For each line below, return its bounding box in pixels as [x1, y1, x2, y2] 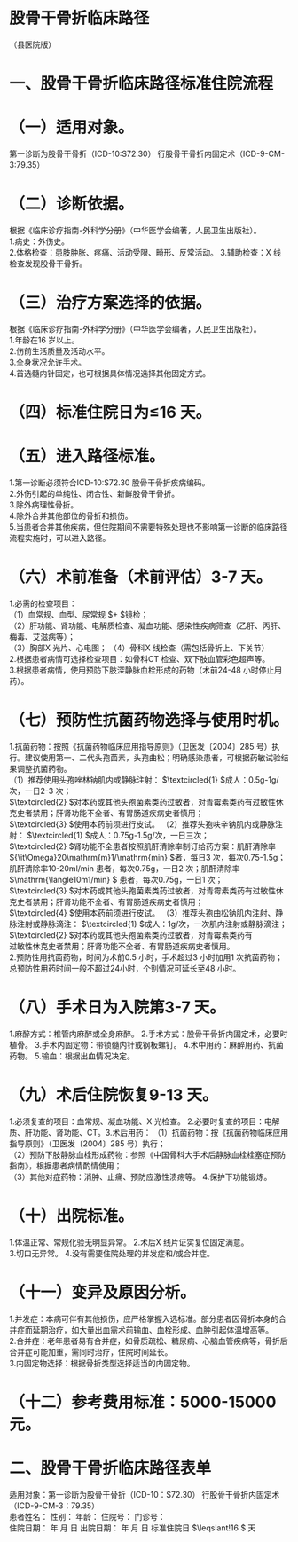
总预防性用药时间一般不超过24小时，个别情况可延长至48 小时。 [9, 963, 241, 973]
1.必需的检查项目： [9, 598, 77, 609]
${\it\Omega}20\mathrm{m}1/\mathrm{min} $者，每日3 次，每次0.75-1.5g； [9, 852, 286, 862]
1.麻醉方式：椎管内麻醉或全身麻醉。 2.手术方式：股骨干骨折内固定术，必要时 [9, 1028, 288, 1039]
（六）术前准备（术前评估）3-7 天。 [9, 567, 272, 587]
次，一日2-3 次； [9, 785, 72, 796]
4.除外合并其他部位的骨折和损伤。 [9, 511, 133, 522]
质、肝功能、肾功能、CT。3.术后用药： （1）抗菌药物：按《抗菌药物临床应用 [9, 1127, 289, 1137]
